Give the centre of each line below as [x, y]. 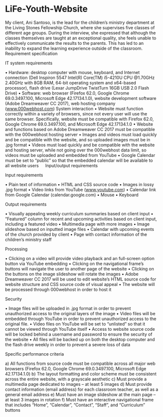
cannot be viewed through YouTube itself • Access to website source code [80, 329]
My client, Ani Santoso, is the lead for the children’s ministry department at [80, 22]
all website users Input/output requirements [52, 165]
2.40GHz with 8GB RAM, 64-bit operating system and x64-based [71, 83]
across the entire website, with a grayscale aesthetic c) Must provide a [76, 379]
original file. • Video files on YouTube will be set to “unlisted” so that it [75, 324]
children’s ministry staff [28, 239]
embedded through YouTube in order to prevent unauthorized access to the [81, 319]
